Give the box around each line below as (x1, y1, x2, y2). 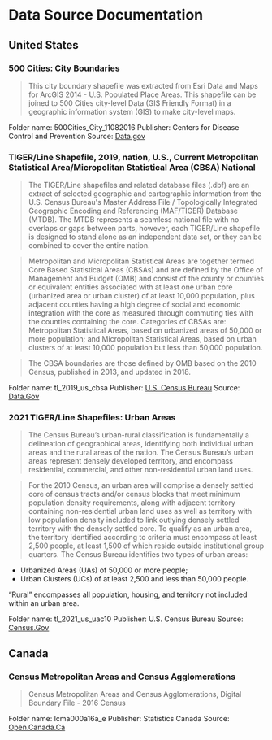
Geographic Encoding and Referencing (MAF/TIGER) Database (28, 206, 238, 216)
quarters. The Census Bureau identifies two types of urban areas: (28, 550, 248, 559)
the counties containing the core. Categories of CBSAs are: (28, 317, 227, 327)
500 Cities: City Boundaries (8, 63, 120, 74)
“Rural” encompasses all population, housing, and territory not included (8, 590, 248, 599)
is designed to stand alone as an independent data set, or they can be (28, 232, 262, 242)
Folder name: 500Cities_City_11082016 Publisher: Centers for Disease (8, 122, 240, 132)
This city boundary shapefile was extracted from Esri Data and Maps (28, 81, 258, 90)
